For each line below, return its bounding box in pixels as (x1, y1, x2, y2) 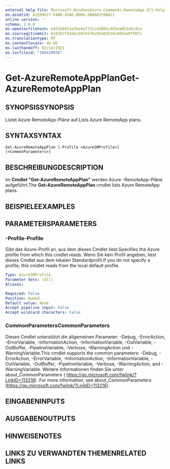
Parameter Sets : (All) (5, 277, 53, 283)
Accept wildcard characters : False (5, 310, 81, 315)
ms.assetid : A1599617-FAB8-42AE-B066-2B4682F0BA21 (5, 12, 115, 17)
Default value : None (5, 300, 49, 306)
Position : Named (5, 296, 40, 301)
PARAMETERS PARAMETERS (5, 219, 97, 228)
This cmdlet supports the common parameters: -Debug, (41, 350, 158, 356)
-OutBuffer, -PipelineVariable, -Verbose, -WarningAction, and (32, 361, 160, 367)
